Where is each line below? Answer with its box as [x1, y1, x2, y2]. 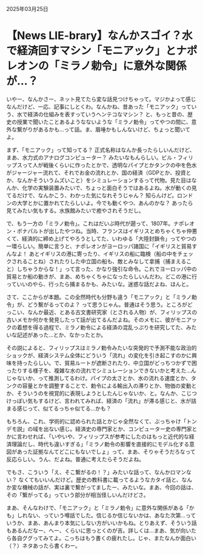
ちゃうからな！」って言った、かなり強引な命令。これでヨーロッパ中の [22, 265, 197, 272]
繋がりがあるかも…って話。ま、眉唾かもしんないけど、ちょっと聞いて [16, 126, 191, 133]
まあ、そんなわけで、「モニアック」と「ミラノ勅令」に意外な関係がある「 [6, 504, 190, 511]
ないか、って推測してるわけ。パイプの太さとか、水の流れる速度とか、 [16, 374, 191, 382]
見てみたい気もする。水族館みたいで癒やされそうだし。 [6, 207, 144, 214]
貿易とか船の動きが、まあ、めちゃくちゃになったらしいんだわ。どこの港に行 [6, 272, 198, 280]
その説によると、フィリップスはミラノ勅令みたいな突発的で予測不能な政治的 [6, 344, 197, 351]
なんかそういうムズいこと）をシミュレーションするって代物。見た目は [16, 177, 192, 184]
